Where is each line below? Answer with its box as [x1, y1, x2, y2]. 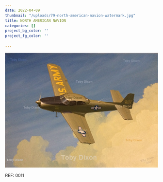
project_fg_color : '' [5, 34, 49, 38]
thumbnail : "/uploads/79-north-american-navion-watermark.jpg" [5, 13, 136, 18]
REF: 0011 [5, 173, 24, 179]
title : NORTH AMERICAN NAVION [5, 18, 66, 23]
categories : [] [5, 23, 36, 28]
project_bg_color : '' [5, 28, 49, 34]
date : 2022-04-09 [5, 8, 40, 13]
